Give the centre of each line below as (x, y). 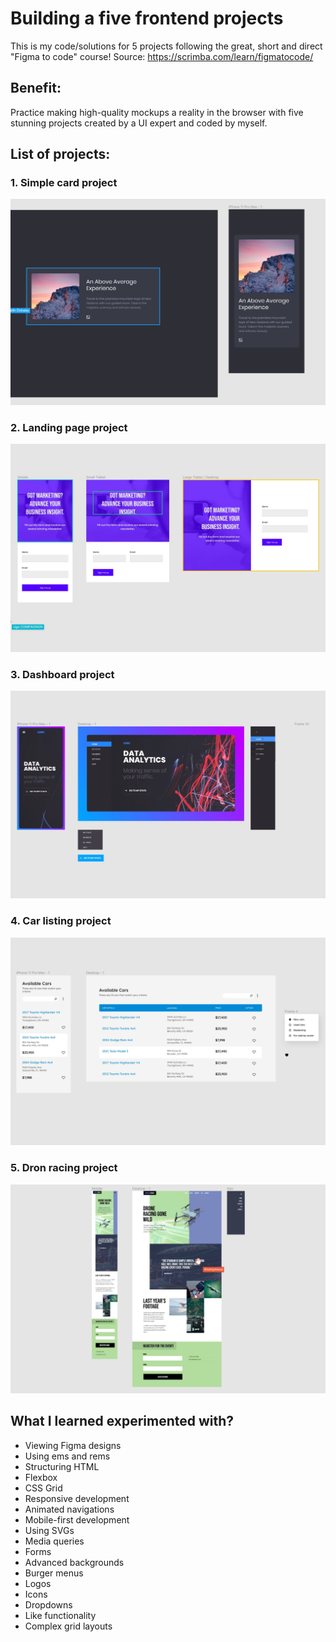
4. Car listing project (61, 921)
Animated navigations (69, 1509)
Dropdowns (48, 1604)
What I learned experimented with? (122, 1421)
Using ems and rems (67, 1456)
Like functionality (60, 1615)
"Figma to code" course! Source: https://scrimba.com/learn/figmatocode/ (162, 56)
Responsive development (77, 1498)
